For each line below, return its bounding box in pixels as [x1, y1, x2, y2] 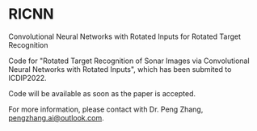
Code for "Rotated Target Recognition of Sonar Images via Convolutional [8, 56, 250, 65]
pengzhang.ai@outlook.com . [8, 112, 104, 122]
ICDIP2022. [8, 73, 47, 82]
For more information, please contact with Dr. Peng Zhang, [8, 104, 204, 114]
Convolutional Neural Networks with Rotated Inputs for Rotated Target [8, 32, 241, 41]
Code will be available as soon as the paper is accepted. [8, 88, 196, 98]
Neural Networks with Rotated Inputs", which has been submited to [8, 64, 232, 74]
